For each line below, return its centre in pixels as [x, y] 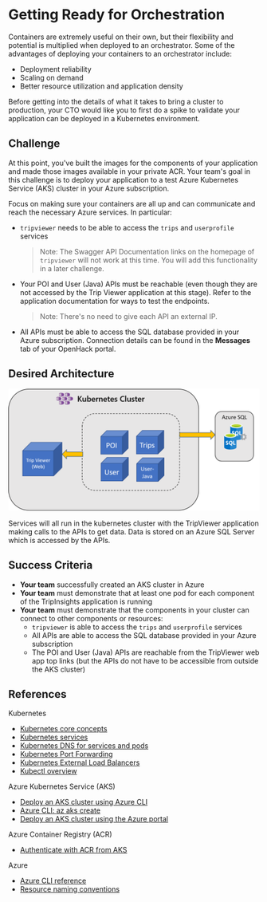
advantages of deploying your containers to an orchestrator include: [120, 53]
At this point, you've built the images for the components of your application [133, 163]
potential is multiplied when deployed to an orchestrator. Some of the [122, 45]
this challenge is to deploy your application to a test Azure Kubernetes [124, 179]
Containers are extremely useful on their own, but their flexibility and [121, 37]
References [37, 694]
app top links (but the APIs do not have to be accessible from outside [145, 660]
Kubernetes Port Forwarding [66, 754]
